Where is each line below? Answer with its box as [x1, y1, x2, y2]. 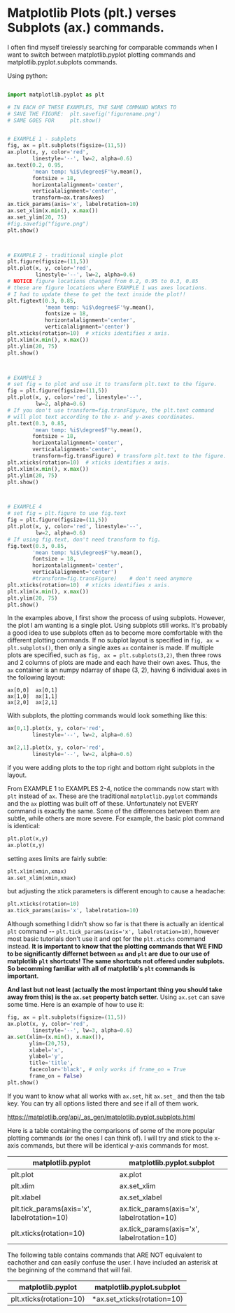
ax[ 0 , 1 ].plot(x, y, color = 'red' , [7, 725, 105, 732]
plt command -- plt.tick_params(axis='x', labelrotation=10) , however [7, 927, 220, 936]
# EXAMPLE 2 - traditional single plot [7, 252, 124, 259]
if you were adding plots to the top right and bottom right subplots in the [7, 763, 215, 771]
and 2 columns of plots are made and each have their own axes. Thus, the [7, 659, 221, 667]
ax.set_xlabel [119, 1192, 162, 1202]
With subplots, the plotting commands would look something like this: [7, 711, 208, 720]
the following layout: [7, 673, 66, 682]
